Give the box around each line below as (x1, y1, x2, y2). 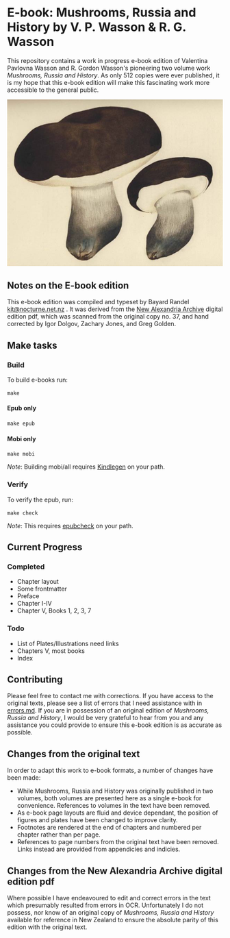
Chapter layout (16, 578, 60, 586)
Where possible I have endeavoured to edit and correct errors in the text (7, 894, 211, 902)
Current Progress (7, 541, 83, 553)
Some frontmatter (16, 584, 67, 593)
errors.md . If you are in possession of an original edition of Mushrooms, (7, 706, 209, 715)
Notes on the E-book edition (7, 280, 129, 291)
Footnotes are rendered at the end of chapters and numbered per (16, 824, 202, 832)
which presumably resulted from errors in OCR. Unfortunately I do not (7, 901, 204, 909)
